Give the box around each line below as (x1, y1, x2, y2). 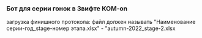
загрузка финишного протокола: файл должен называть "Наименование (6, 18, 196, 26)
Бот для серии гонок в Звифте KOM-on (6, 4, 128, 13)
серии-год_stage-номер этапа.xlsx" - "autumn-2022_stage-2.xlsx (6, 25, 176, 32)
